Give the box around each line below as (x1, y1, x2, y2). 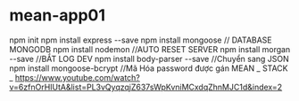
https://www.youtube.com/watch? (14, 72, 141, 82)
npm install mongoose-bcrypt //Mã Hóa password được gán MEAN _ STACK (9, 63, 288, 74)
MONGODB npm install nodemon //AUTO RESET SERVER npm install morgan (9, 43, 291, 54)
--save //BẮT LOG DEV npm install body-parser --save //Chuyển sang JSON (9, 53, 290, 64)
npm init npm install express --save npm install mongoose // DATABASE (9, 35, 272, 45)
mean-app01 (9, 5, 105, 26)
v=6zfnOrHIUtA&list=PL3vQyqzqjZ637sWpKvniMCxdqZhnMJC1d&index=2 (9, 82, 283, 92)
